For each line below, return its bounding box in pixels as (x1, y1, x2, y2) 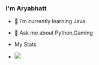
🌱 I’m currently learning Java (14, 18, 86, 25)
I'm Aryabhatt (5, 4, 47, 13)
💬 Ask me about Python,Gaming (14, 29, 94, 36)
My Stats (14, 41, 37, 48)
